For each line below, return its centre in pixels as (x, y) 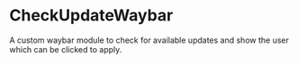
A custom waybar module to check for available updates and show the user (149, 40)
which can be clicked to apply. (66, 49)
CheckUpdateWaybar (91, 16)
